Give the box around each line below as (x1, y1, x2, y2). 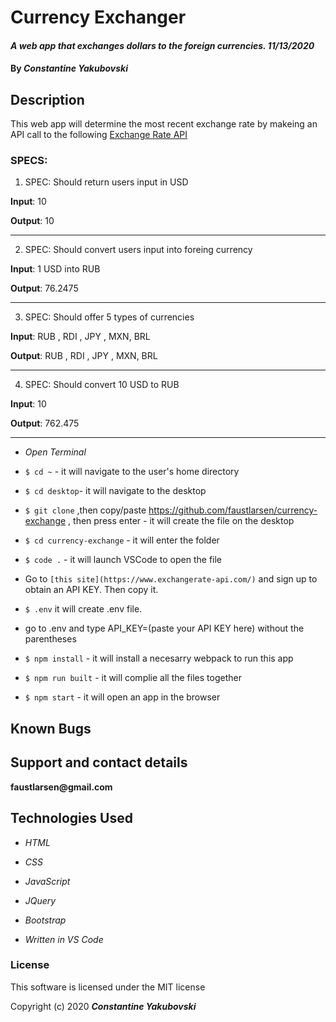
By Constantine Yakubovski (10, 62, 128, 75)
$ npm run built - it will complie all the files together (24, 672, 242, 684)
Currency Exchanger (10, 6, 187, 29)
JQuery (24, 894, 57, 906)
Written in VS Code (24, 933, 104, 945)
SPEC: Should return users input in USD (24, 176, 189, 188)
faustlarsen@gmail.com (10, 781, 113, 793)
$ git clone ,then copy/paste (24, 504, 147, 516)
